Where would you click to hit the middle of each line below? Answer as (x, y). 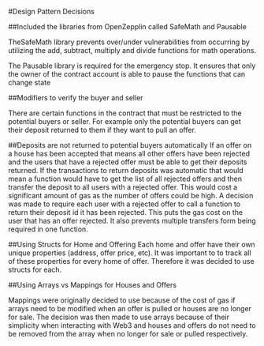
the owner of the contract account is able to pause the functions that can (127, 74)
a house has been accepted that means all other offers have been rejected (129, 154)
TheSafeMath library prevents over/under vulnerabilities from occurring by (129, 42)
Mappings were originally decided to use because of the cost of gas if (122, 300)
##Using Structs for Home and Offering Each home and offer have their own (132, 244)
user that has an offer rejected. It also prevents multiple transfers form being (132, 221)
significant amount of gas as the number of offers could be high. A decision (131, 196)
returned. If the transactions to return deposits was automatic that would (126, 170)
